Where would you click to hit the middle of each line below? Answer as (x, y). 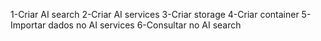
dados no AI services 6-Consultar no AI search (145, 25)
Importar (28, 25)
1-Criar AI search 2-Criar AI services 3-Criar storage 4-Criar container (155, 14)
